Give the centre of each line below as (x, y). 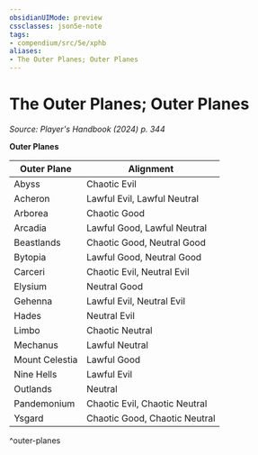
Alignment (151, 168)
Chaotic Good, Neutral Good (147, 242)
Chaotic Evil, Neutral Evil (138, 271)
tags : (19, 34)
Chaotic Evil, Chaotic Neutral (147, 404)
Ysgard (29, 418)
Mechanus (36, 345)
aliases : (26, 51)
